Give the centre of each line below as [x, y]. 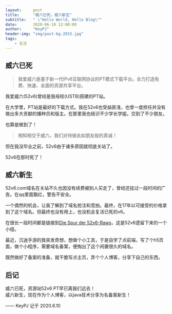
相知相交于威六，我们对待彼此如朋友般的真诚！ [67, 135]
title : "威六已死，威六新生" [39, 15]
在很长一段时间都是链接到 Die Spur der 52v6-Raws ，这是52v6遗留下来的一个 [86, 223]
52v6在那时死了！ [24, 157]
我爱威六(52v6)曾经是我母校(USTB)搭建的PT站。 [57, 96]
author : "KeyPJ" [27, 29]
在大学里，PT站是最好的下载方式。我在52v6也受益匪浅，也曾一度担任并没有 [85, 107]
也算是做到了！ [21, 124]
